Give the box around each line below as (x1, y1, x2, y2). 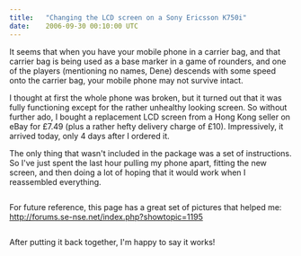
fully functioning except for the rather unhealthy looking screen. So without (9, 102, 288, 112)
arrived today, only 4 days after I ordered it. (9, 130, 170, 141)
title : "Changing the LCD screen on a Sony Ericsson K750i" (9, 13, 247, 22)
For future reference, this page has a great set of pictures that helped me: (9, 201, 282, 212)
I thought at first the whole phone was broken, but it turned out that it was (9, 92, 282, 103)
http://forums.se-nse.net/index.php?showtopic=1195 (9, 211, 204, 222)
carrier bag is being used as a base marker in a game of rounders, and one (9, 56, 287, 66)
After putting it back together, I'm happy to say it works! (9, 236, 216, 247)
